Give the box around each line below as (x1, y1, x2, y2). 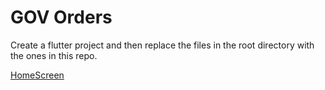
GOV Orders (10, 6, 113, 29)
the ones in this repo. (10, 49, 98, 61)
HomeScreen (10, 69, 65, 81)
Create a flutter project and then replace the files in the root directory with (10, 39, 315, 51)
